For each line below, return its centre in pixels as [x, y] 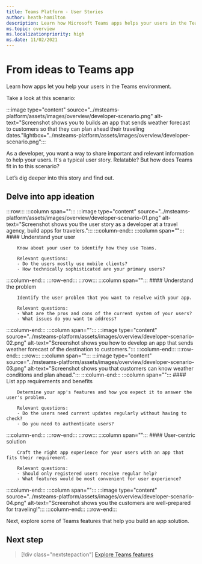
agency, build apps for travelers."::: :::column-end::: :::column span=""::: [95, 230]
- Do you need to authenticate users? [66, 424]
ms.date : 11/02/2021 [32, 40]
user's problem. [26, 397]
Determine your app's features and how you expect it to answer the [105, 392]
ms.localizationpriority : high [45, 34]
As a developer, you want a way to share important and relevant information [100, 153]
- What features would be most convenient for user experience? [99, 479]
